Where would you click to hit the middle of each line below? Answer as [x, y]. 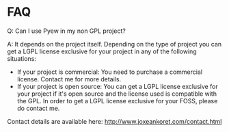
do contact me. [38, 108]
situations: [22, 58]
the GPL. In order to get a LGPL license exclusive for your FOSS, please [117, 101]
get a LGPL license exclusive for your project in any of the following [102, 51]
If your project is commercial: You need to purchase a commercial [110, 72]
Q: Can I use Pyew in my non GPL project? [67, 31]
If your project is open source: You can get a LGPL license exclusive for [118, 86]
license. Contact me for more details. [69, 79]
